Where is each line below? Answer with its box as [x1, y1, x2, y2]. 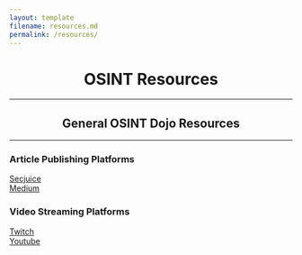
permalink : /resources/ [9, 30, 99, 39]
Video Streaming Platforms [9, 205, 130, 218]
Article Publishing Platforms [9, 153, 135, 166]
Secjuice [9, 173, 42, 185]
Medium [9, 183, 40, 194]
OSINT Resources [84, 68, 218, 89]
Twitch [9, 226, 34, 237]
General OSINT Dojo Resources [62, 115, 240, 131]
